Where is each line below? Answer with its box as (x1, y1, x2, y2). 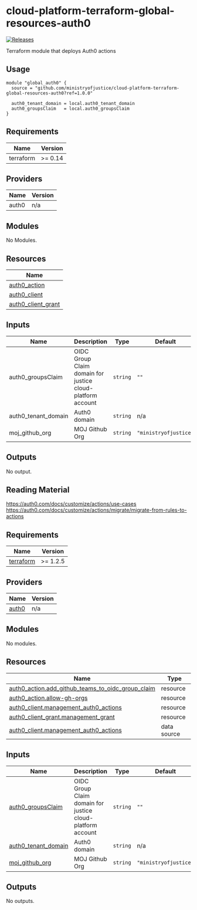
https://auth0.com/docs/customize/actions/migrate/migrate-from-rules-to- (6, 506, 187, 514)
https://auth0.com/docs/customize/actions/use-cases (6, 500, 137, 508)
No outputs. (6, 898, 35, 905)
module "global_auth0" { (6, 80, 67, 86)
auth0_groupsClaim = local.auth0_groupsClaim (11, 106, 130, 111)
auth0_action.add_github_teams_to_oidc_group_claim (9, 684, 155, 692)
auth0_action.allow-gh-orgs (9, 694, 88, 702)
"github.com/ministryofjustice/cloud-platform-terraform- (35, 85, 180, 91)
